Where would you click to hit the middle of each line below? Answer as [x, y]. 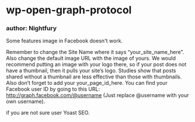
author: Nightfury [32, 28]
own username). [26, 102]
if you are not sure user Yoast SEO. [48, 113]
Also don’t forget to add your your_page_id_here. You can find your [87, 83]
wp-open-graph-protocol [69, 10]
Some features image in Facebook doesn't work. [65, 41]
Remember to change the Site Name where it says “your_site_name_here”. [95, 52]
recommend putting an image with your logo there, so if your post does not [96, 64]
